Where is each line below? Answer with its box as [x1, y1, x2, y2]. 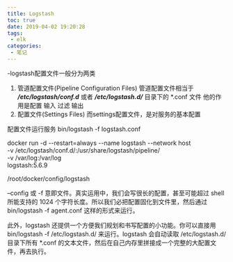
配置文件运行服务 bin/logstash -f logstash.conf [7, 125, 141, 133]
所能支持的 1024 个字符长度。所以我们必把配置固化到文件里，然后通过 [7, 197, 207, 206]
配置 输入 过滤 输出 [29, 101, 84, 109]
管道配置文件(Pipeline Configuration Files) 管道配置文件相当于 [17, 84, 194, 92]
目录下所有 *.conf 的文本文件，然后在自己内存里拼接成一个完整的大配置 [7, 238, 211, 247]
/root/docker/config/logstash [7, 174, 90, 183]
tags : [7, 29, 23, 37]
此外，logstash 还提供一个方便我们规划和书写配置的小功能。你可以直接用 [7, 221, 216, 229]
